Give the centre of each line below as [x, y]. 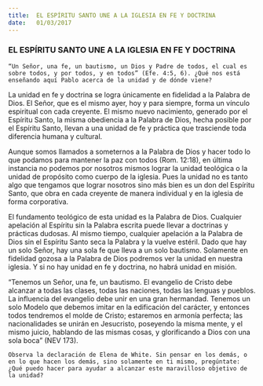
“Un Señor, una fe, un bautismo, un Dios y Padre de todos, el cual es [128, 66]
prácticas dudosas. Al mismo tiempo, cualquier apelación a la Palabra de [126, 233]
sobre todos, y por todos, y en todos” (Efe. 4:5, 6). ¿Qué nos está [124, 73]
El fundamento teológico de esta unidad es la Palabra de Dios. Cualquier [125, 217]
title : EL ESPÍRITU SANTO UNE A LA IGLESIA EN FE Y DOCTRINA [112, 15]
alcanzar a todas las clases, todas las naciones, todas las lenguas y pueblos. [132, 290]
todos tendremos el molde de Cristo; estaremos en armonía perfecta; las [126, 315]
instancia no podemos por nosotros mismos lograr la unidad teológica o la [128, 168]
